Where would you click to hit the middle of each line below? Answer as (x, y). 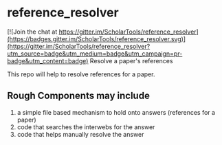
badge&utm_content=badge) (48, 60)
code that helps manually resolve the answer (80, 134)
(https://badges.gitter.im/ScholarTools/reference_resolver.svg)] (97, 38)
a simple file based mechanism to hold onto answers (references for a (116, 112)
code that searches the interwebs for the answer (86, 127)
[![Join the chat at (32, 32)
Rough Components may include (78, 96)
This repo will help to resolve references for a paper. (81, 74)
